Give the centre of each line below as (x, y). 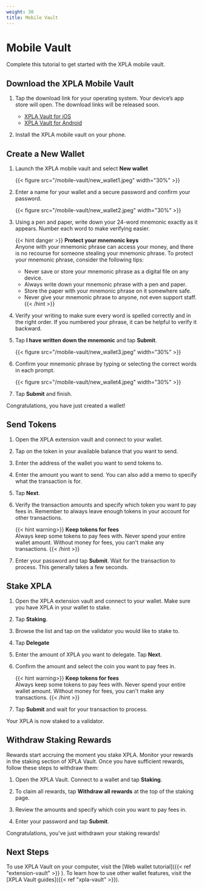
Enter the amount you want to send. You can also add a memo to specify (106, 474)
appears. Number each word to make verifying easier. (82, 229)
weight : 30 (20, 12)
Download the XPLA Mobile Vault (70, 84)
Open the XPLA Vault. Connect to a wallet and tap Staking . (89, 780)
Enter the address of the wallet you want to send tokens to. (89, 463)
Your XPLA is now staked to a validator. (55, 721)
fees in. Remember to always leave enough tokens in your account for (102, 511)
